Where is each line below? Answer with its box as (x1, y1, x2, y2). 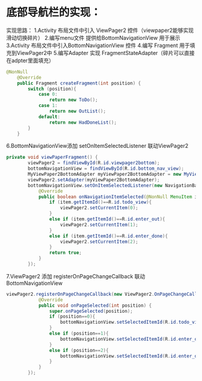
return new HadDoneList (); (49, 119, 117, 126)
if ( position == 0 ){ (49, 313, 96, 320)
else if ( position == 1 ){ (49, 330, 109, 337)
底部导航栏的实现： (6, 5, 102, 19)
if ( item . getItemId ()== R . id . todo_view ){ (49, 199, 152, 205)
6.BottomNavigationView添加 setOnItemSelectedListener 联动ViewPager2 (6, 142, 189, 150)
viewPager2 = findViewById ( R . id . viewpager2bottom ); (28, 160, 161, 166)
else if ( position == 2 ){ (49, 347, 109, 353)
